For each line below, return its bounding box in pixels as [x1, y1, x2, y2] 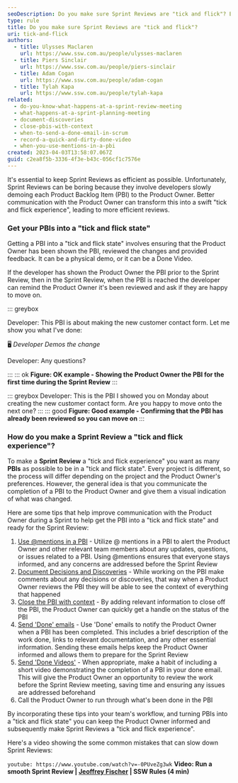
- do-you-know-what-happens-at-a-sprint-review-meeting [13, 103, 182, 110]
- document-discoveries [13, 116, 84, 123]
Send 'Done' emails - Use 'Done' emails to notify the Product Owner [17, 620, 217, 629]
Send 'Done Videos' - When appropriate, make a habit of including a [17, 658, 217, 666]
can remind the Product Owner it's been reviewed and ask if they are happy [7, 283, 228, 292]
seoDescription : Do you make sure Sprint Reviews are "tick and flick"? [7, 10, 227, 18]
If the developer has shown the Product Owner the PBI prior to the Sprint [7, 268, 220, 277]
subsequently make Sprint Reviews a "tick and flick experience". [7, 725, 195, 733]
